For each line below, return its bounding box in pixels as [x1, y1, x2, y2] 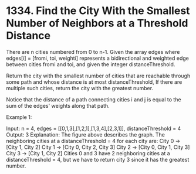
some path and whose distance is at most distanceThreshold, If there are [6, 78, 183, 86]
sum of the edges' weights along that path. [6, 102, 110, 109]
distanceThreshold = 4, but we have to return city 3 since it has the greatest [6, 156, 190, 163]
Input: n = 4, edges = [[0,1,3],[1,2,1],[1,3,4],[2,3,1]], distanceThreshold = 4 [6, 125, 181, 132]
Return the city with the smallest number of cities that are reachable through [6, 72, 191, 79]
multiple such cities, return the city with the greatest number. [6, 84, 154, 91]
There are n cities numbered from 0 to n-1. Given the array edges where [6, 48, 180, 55]
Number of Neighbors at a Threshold [6, 16, 188, 30]
